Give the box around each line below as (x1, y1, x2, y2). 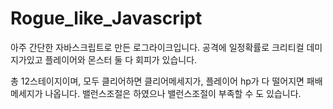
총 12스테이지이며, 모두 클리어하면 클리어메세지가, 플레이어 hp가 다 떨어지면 (10, 75, 305, 87)
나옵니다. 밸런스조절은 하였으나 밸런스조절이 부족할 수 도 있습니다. (44, 87, 302, 99)
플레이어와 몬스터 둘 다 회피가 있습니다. (44, 53, 198, 66)
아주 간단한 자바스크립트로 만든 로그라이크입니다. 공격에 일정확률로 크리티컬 (10, 41, 305, 53)
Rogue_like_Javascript (10, 7, 203, 30)
